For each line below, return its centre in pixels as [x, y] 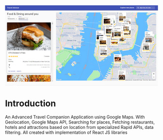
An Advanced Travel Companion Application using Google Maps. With [75, 117]
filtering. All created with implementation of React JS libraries [66, 132]
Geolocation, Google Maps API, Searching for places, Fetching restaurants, [80, 122]
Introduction [31, 103]
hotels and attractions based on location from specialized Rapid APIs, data [79, 127]
